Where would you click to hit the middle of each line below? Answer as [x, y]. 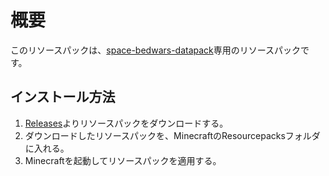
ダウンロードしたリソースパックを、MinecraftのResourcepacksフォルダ [172, 135]
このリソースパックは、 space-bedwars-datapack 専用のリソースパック [156, 50]
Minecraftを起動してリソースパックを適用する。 [123, 160]
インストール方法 [63, 97]
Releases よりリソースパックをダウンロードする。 [126, 123]
